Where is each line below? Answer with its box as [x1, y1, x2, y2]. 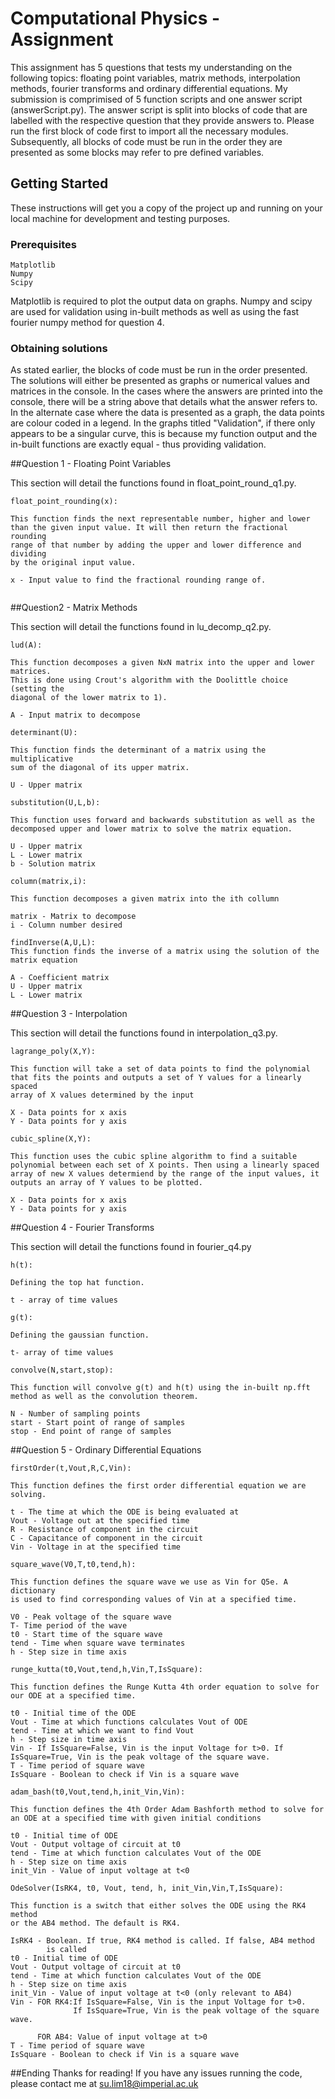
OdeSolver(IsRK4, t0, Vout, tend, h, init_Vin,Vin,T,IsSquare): [10, 1883, 284, 1894]
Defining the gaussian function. [10, 1330, 150, 1341]
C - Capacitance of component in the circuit [10, 1533, 203, 1544]
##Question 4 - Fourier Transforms [10, 1222, 155, 1234]
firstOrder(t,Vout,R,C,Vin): [10, 1463, 132, 1474]
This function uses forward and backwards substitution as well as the [10, 815, 315, 826]
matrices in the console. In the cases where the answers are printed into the [10, 385, 324, 397]
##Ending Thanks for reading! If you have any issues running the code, [10, 2067, 303, 2079]
